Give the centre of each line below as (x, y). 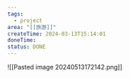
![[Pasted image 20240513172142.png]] (65, 67)
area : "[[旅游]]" (32, 27)
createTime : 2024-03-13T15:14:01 (57, 34)
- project (28, 21)
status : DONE (27, 47)
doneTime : (22, 40)
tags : (15, 14)
